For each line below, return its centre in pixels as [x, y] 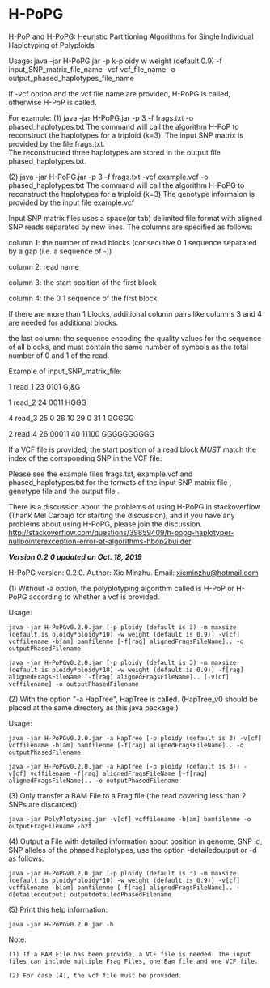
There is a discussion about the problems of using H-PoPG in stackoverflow [135, 506]
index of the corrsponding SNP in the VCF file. [85, 458]
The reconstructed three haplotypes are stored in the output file [114, 152]
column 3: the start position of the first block [82, 282]
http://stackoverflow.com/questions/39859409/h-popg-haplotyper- [121, 532]
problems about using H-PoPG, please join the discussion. [105, 524]
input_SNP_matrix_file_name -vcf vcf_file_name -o [92, 69]
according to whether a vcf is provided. [94, 597]
